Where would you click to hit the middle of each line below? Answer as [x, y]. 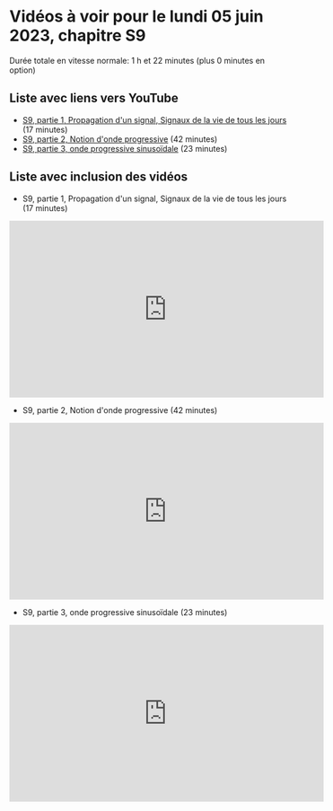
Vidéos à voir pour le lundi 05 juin [136, 17]
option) [22, 70]
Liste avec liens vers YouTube [94, 98]
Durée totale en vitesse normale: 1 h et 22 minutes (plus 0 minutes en [137, 60]
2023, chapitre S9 [78, 35]
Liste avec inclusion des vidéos [99, 177]
